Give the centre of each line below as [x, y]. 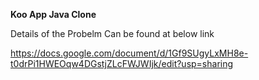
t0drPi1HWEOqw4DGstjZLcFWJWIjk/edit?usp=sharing [122, 63]
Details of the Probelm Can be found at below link [112, 33]
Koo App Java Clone [53, 14]
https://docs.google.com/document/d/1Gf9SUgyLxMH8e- [129, 53]
